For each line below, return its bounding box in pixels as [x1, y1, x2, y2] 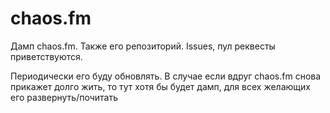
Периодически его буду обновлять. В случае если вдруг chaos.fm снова [10, 70, 322, 82]
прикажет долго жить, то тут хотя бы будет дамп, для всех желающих [10, 80, 311, 92]
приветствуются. [10, 50, 83, 62]
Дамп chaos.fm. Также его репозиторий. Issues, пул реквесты [10, 40, 276, 52]
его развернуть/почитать [10, 91, 119, 103]
